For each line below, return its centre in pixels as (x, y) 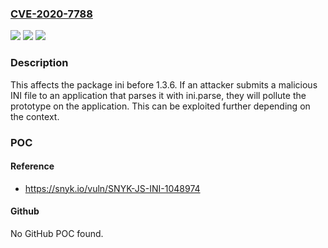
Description (39, 63)
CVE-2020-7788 (51, 14)
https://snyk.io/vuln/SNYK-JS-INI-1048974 (112, 188)
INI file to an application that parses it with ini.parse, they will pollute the (158, 95)
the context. (35, 116)
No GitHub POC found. (57, 233)
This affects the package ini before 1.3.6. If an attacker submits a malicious (164, 84)
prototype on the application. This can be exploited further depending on (160, 106)
